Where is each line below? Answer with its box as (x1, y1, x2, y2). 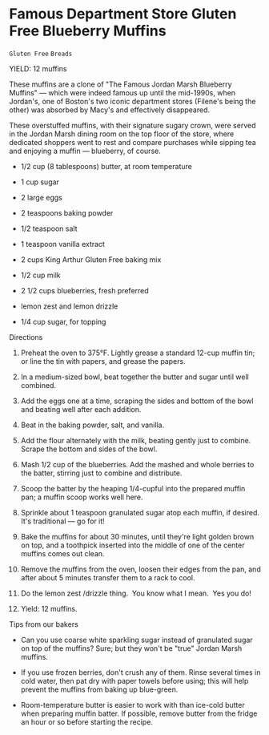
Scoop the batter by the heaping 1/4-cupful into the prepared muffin (20, 483, 246, 493)
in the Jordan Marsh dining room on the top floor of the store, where (9, 129, 235, 139)
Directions (9, 332, 43, 341)
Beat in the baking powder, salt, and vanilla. (20, 420, 165, 430)
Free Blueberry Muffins (9, 22, 167, 40)
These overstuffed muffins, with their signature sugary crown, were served (9, 120, 256, 130)
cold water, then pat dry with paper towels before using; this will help (20, 676, 249, 685)
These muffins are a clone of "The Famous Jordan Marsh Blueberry (9, 79, 232, 89)
